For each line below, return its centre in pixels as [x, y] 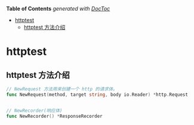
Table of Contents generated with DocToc [58, 9]
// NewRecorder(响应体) [34, 110]
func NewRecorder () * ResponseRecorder [54, 116]
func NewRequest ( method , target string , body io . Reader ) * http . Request [97, 95]
